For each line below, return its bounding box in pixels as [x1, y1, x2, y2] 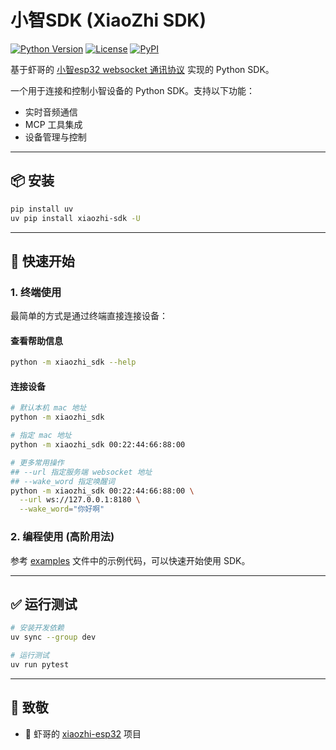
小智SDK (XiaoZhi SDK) [10, 9, 207, 32]
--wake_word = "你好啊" [19, 504, 105, 515]
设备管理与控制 [24, 131, 87, 143]
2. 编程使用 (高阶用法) [10, 530, 115, 544]
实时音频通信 [24, 106, 78, 118]
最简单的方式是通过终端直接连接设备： [10, 310, 168, 322]
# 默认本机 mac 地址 [10, 403, 87, 413]
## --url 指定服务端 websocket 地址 [10, 467, 153, 477]
